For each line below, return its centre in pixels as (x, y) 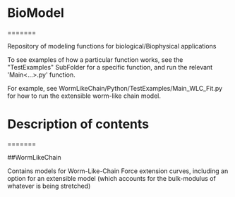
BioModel (36, 13)
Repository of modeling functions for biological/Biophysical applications (112, 46)
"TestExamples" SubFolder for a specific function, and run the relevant (110, 67)
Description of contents (78, 124)
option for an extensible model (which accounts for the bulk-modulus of (112, 178)
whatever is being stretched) (49, 186)
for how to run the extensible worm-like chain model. (84, 96)
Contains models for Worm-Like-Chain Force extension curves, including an (118, 171)
